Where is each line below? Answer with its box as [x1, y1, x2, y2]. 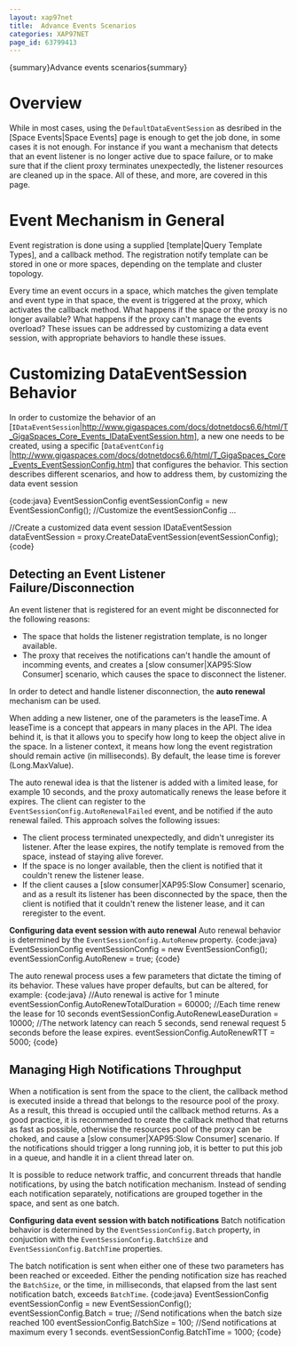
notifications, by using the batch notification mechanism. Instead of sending [9, 1179, 286, 1190]
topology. [9, 268, 44, 279]
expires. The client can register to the [9, 796, 146, 806]
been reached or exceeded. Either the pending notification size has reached [9, 1270, 287, 1280]
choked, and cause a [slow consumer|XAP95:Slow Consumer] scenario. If [9, 1133, 280, 1143]
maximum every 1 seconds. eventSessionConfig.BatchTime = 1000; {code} [9, 1326, 282, 1337]
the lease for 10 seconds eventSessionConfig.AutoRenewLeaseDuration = [9, 1008, 279, 1019]
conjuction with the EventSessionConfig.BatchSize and [9, 1233, 208, 1245]
